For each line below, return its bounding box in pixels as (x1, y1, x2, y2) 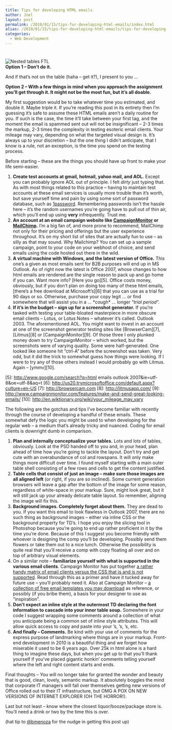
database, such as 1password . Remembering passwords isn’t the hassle (12, 201, 165, 207)
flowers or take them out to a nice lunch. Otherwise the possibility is (12, 542, 156, 548)
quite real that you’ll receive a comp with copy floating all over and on (12, 547, 160, 553)
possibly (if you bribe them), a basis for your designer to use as (12, 591, 147, 597)
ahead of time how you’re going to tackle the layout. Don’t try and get (12, 449, 160, 455)
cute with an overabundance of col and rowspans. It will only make (12, 454, 154, 460)
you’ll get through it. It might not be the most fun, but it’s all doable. (5, 89, 152, 95)
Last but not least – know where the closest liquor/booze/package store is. (5, 703, 163, 709)
